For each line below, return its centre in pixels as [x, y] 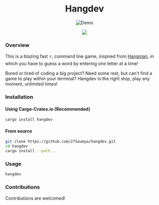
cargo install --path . [30, 151]
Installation [19, 97]
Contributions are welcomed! [35, 198]
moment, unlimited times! [31, 84]
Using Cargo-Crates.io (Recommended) [48, 109]
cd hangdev [17, 146]
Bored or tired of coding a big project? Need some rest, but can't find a [79, 73]
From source [19, 131]
